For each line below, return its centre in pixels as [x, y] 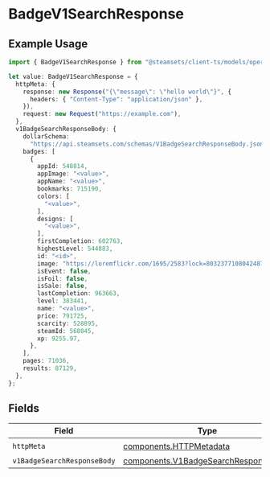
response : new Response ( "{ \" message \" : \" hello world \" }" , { [127, 92]
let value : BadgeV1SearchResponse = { [73, 76]
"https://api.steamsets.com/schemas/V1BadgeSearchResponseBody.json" [148, 144]
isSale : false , [63, 286]
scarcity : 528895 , [68, 323]
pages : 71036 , [46, 361]
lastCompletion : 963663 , [79, 294]
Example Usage [48, 44]
